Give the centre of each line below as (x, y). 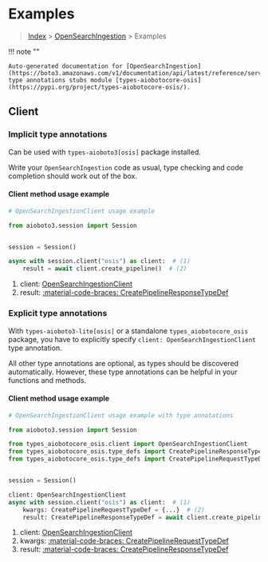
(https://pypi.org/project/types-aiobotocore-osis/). (100, 87)
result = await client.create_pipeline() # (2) (105, 269)
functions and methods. (47, 380)
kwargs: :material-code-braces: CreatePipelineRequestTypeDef (124, 541)
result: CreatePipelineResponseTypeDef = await (103, 517)
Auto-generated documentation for (66, 66)
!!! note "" (24, 51)
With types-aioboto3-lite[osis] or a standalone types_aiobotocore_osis (128, 331)
